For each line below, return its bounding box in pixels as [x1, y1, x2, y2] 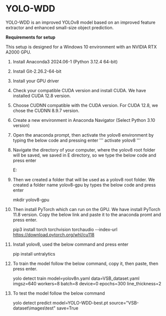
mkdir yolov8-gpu [12, 197, 50, 203]
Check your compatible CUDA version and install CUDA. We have [12, 87, 146, 93]
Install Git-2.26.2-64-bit [12, 68, 61, 74]
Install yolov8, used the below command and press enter [12, 241, 129, 247]
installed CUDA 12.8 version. [12, 93, 71, 99]
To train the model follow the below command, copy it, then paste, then [12, 261, 159, 266]
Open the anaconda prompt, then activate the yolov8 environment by [12, 132, 154, 138]
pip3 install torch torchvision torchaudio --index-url [12, 226, 118, 232]
